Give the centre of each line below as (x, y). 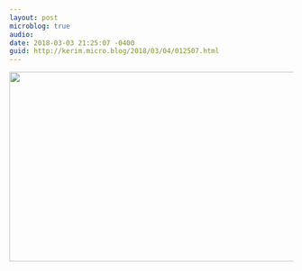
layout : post (34, 18)
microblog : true (40, 26)
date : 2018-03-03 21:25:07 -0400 (72, 43)
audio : (22, 34)
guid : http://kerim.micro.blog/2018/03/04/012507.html (114, 51)
